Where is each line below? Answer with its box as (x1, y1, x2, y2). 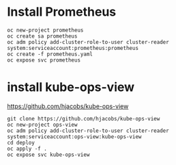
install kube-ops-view (7, 79, 135, 95)
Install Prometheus (7, 4, 117, 20)
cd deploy (7, 139, 35, 146)
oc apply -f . (7, 145, 48, 152)
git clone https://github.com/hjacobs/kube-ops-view (7, 115, 160, 122)
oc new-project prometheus (7, 27, 84, 34)
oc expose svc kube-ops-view (7, 151, 90, 158)
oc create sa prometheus (7, 32, 78, 40)
